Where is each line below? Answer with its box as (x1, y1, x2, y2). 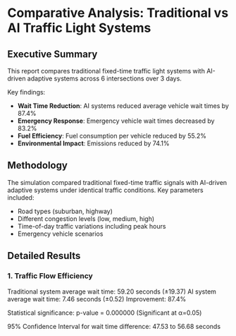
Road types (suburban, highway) (17, 207, 113, 215)
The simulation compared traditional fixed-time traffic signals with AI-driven (7, 178, 228, 186)
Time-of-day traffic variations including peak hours (17, 222, 166, 230)
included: (7, 193, 35, 202)
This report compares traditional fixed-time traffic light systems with (7, 67, 206, 75)
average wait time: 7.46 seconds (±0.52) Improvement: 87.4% (7, 294, 187, 303)
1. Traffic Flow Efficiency (7, 271, 93, 281)
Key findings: (7, 88, 46, 96)
